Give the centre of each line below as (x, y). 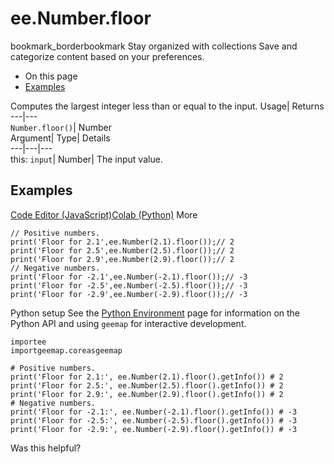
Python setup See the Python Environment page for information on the (155, 313)
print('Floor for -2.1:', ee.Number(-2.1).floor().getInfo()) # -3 (154, 412)
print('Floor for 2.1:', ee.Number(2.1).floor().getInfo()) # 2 (147, 377)
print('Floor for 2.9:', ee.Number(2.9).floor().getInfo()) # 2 (147, 394)
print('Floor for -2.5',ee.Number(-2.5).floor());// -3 (129, 285)
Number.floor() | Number (61, 127)
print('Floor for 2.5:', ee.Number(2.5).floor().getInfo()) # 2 (147, 385)
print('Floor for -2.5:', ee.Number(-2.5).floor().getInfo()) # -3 (154, 420)
